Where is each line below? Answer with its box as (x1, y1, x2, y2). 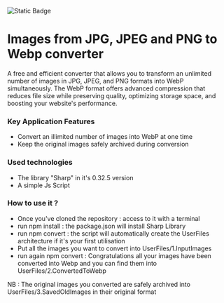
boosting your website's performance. (7, 99, 118, 107)
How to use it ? (7, 198, 58, 208)
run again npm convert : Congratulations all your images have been (17, 251, 211, 260)
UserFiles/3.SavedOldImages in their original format (7, 288, 157, 296)
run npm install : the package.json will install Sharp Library (17, 222, 186, 230)
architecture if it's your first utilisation (17, 236, 126, 245)
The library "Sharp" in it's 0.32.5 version (17, 173, 134, 182)
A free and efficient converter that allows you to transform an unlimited (7, 69, 212, 77)
